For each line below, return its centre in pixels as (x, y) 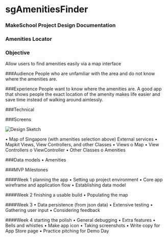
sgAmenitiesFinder (47, 9)
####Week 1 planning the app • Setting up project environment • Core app (84, 180)
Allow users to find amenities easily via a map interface (63, 64)
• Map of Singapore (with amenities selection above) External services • (81, 139)
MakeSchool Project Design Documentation (61, 25)
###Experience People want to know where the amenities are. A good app (83, 89)
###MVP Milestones (27, 170)
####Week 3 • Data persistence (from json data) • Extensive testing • (79, 205)
